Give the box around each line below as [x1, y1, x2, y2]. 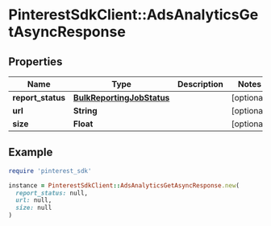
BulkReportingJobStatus [73, 92, 170, 103]
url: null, [15, 196, 52, 204]
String [73, 105, 98, 116]
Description [177, 79, 223, 89]
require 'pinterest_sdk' [8, 166, 92, 175]
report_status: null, [15, 189, 89, 197]
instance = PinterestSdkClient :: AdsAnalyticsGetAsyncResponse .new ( [8, 181, 240, 190]
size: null [15, 203, 52, 212]
